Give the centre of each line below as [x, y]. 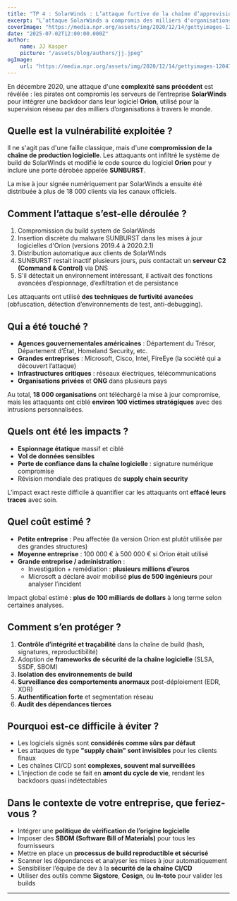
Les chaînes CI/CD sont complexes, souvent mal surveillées [106, 766]
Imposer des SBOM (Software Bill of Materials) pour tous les [106, 838]
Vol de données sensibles [56, 456]
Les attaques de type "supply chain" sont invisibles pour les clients [117, 751]
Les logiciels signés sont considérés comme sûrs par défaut [107, 743]
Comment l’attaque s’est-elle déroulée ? [97, 213]
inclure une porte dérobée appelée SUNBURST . [77, 171]
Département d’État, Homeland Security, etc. [83, 351]
